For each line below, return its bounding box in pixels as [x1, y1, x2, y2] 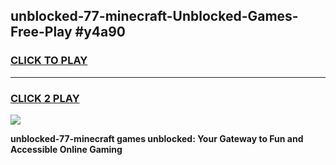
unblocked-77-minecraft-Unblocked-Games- [10, 8, 299, 25]
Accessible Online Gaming [10, 143, 123, 155]
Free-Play [10, 24, 73, 41]
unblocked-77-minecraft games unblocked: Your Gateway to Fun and [10, 132, 304, 144]
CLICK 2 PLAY [10, 91, 80, 105]
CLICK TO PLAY [10, 54, 88, 68]
